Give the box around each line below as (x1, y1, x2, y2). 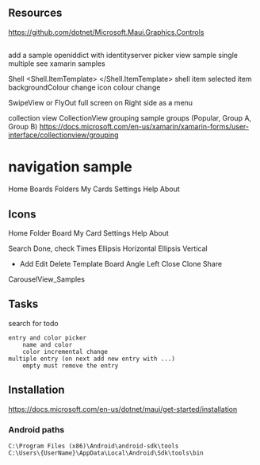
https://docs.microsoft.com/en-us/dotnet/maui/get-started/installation (8, 404, 238, 413)
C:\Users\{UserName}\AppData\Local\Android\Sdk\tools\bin (8, 448, 204, 457)
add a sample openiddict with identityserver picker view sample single (8, 51, 238, 60)
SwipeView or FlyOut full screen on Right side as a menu (8, 98, 193, 108)
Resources (8, 6, 63, 20)
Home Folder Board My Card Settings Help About (8, 228, 169, 237)
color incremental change (22, 348, 109, 355)
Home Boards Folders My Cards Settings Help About (8, 184, 180, 194)
